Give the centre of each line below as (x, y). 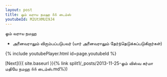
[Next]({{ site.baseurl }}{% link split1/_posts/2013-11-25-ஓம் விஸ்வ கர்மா (79, 63)
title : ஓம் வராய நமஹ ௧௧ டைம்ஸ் (38, 15)
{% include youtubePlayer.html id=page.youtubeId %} (61, 54)
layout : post (19, 10)
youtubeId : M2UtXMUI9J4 (30, 19)
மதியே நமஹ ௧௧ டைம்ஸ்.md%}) (36, 69)
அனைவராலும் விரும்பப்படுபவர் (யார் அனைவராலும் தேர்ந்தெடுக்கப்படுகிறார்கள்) (87, 44)
